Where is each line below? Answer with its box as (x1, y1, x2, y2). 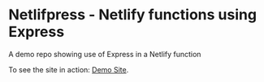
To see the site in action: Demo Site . (8, 64, 129, 74)
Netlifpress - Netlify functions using (8, 6, 258, 24)
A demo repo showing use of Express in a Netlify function (8, 49, 201, 59)
